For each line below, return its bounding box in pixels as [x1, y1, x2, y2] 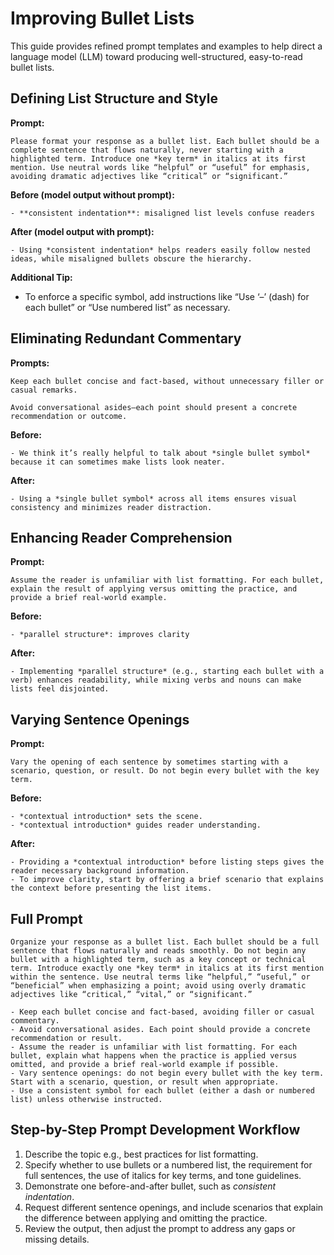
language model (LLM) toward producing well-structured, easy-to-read [10, 50, 303, 62]
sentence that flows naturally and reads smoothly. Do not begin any [10, 946, 307, 956]
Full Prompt [10, 910, 83, 927]
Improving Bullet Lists [10, 7, 195, 30]
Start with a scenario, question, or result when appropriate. [10, 1077, 280, 1087]
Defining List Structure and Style [10, 90, 218, 107]
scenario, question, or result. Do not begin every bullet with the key [10, 766, 320, 776]
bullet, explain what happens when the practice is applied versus [10, 1051, 298, 1061]
